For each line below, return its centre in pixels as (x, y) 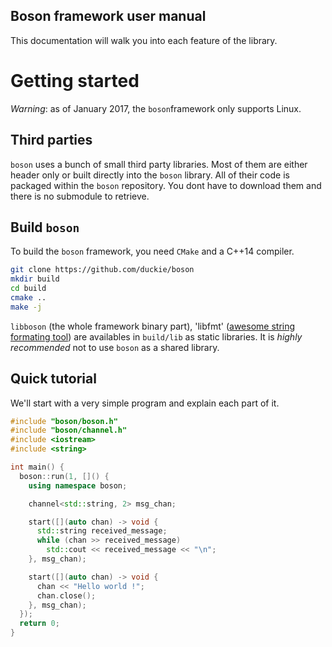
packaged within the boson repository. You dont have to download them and (166, 185)
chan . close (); (66, 595)
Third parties (51, 140)
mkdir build (35, 279)
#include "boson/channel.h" (69, 430)
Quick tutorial (53, 379)
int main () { (37, 467)
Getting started (75, 81)
